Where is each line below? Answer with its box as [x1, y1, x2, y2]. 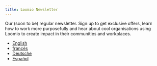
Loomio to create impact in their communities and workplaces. [5, 31, 131, 36]
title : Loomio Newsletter [5, 7, 58, 12]
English [12, 40, 27, 46]
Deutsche [12, 50, 32, 56]
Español [12, 55, 29, 61]
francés [12, 45, 28, 51]
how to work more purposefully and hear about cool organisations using [5, 25, 151, 32]
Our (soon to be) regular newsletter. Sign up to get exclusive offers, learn [5, 20, 153, 26]
